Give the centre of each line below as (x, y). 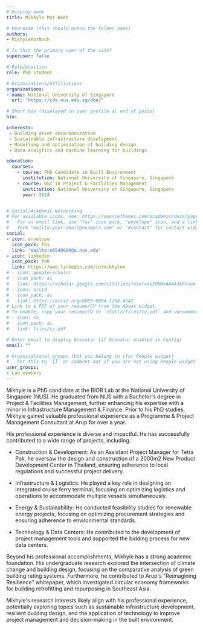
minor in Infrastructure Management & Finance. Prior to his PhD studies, (96, 409)
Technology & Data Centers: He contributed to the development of (97, 532)
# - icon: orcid (27, 289)
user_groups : (23, 368)
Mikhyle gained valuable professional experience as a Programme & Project (100, 416)
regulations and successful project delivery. (69, 471)
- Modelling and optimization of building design (72, 145)
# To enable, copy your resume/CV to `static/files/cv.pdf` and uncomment (102, 312)
